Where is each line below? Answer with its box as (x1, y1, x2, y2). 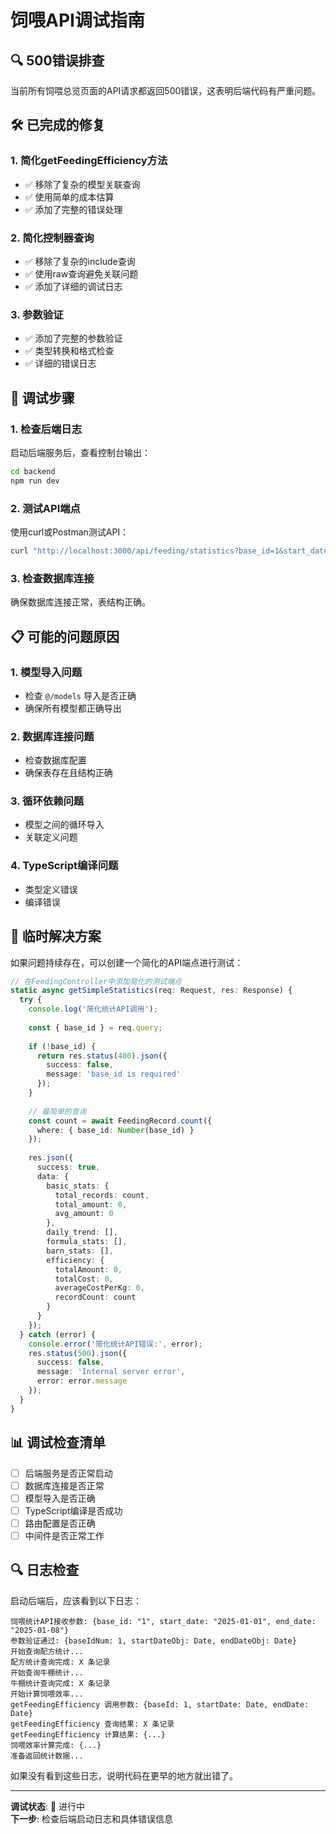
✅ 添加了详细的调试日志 (24, 280, 123, 292)
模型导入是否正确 (24, 1492, 96, 1504)
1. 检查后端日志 (10, 422, 83, 436)
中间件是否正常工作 (24, 1529, 105, 1541)
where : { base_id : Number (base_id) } (36, 1125, 195, 1135)
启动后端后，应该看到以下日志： (10, 1594, 142, 1606)
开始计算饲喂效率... (10, 1689, 84, 1699)
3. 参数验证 (10, 307, 64, 321)
